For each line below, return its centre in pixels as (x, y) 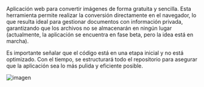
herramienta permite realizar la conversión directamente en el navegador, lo (101, 15)
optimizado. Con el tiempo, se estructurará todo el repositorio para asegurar (102, 59)
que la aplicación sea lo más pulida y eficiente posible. (75, 66)
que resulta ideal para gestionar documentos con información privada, (95, 22)
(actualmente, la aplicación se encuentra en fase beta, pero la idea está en (100, 35)
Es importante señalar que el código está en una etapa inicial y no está (95, 53)
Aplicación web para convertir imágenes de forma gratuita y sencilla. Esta (99, 9)
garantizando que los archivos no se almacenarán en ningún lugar (89, 28)
